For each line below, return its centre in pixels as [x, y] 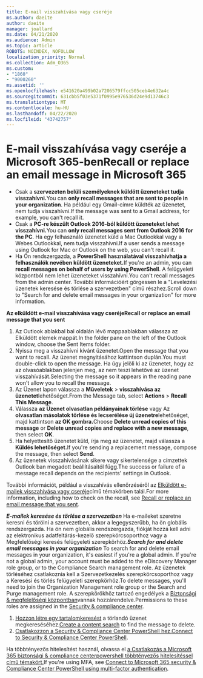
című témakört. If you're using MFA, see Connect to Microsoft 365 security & [101, 662]
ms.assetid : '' [25, 86]
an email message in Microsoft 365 [96, 175]
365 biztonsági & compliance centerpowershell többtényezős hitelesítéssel [100, 656]
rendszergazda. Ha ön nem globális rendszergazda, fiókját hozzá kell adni [98, 529]
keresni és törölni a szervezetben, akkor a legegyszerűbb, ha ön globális [97, 523]
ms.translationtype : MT [36, 102]
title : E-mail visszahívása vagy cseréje [59, 12]
